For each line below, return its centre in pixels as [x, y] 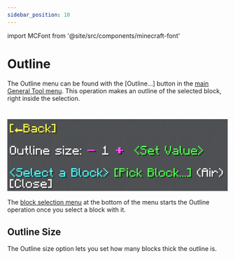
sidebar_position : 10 [39, 15]
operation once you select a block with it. [66, 210]
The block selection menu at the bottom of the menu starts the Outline [108, 203]
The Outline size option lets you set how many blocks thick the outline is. [112, 248]
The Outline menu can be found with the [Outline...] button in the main [108, 83]
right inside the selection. [44, 98]
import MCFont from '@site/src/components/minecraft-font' [94, 36]
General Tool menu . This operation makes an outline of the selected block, [114, 90]
